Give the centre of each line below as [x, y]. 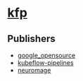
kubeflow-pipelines [45, 63]
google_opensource [46, 55]
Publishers [31, 39]
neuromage [34, 70]
